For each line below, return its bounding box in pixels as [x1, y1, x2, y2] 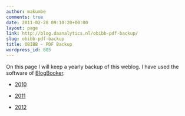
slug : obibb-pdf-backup [6, 36, 65, 42]
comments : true [6, 14, 44, 20]
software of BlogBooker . [6, 69, 65, 77]
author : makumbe [6, 8, 46, 15]
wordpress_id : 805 [6, 47, 51, 53]
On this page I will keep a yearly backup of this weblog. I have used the [6, 63, 179, 70]
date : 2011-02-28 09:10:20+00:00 [6, 19, 88, 25]
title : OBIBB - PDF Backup [6, 42, 72, 48]
